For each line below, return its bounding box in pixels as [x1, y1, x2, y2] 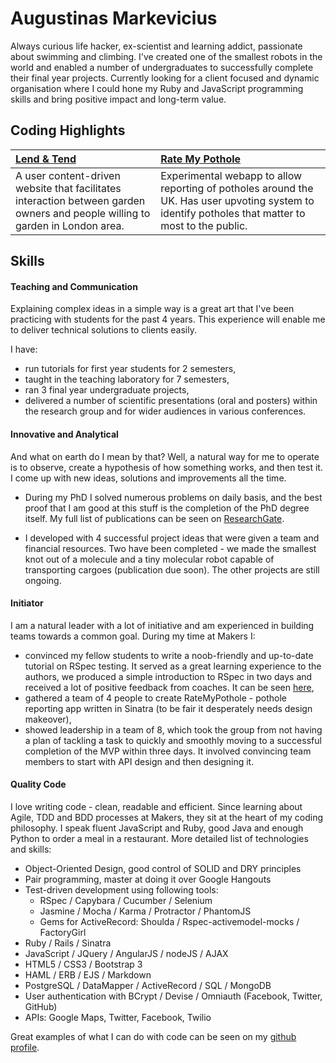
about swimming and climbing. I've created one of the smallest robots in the [10, 50, 323, 62]
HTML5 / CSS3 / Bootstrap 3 [24, 958, 143, 970]
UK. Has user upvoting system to [160, 193, 315, 207]
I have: [10, 343, 38, 356]
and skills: [10, 843, 52, 855]
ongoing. [24, 574, 62, 586]
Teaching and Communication [10, 280, 138, 292]
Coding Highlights [10, 122, 126, 139]
